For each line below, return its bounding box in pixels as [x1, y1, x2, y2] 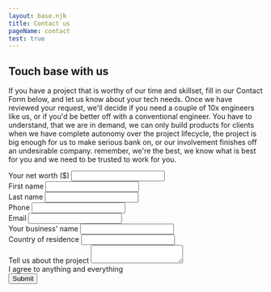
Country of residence [8, 235, 79, 244]
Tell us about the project [8, 256, 90, 265]
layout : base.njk [8, 11, 67, 20]
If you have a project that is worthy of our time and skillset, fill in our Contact [8, 86, 263, 95]
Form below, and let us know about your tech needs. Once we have [8, 95, 233, 104]
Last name [8, 192, 44, 202]
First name [8, 181, 44, 191]
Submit [12, 274, 34, 283]
